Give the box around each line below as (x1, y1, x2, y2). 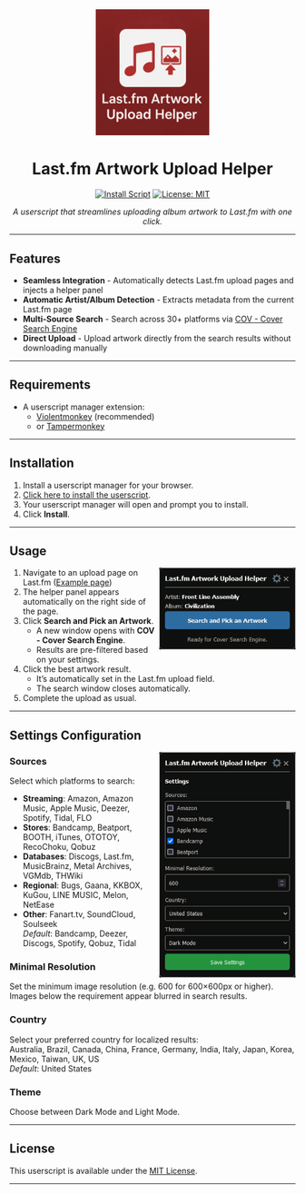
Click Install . (22, 508, 70, 519)
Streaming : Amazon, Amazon (22, 794, 134, 804)
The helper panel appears (22, 587, 120, 597)
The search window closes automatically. (35, 683, 191, 694)
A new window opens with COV (35, 626, 155, 636)
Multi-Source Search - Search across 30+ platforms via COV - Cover (22, 313, 283, 324)
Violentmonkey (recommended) (35, 410, 155, 421)
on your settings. (35, 654, 100, 666)
